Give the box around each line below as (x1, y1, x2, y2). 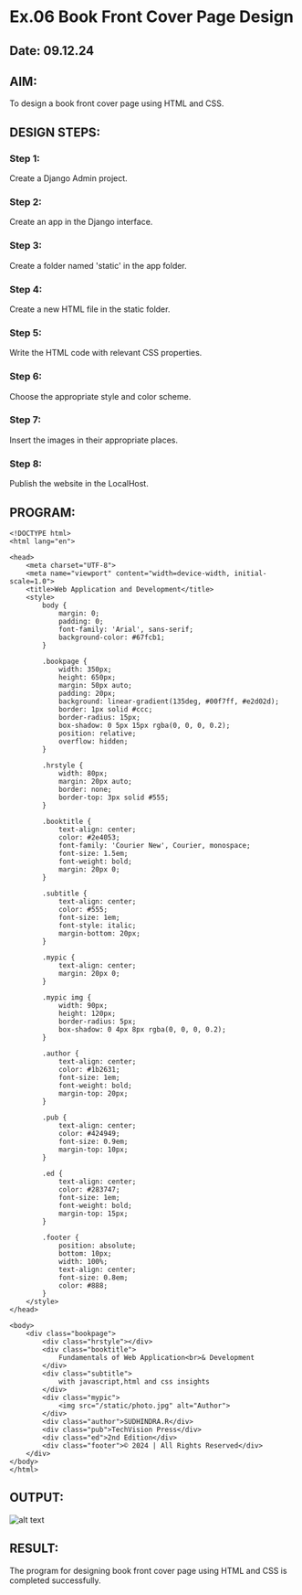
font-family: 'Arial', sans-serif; (57, 625, 194, 634)
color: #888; (57, 1280, 108, 1290)
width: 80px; (57, 768, 108, 778)
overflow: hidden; (57, 736, 129, 746)
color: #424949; (57, 1129, 120, 1138)
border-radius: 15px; (57, 712, 141, 722)
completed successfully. (9, 1575, 102, 1586)
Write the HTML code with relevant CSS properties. (9, 348, 203, 359)
